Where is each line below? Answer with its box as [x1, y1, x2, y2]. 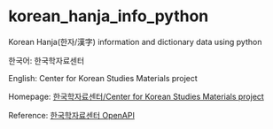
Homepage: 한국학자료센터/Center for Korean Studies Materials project [8, 91, 265, 102]
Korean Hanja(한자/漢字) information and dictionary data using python [8, 36, 262, 47]
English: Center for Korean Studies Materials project [8, 72, 199, 83]
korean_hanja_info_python [8, 6, 209, 27]
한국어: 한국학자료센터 [8, 55, 85, 65]
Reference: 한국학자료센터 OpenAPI [8, 110, 135, 120]
